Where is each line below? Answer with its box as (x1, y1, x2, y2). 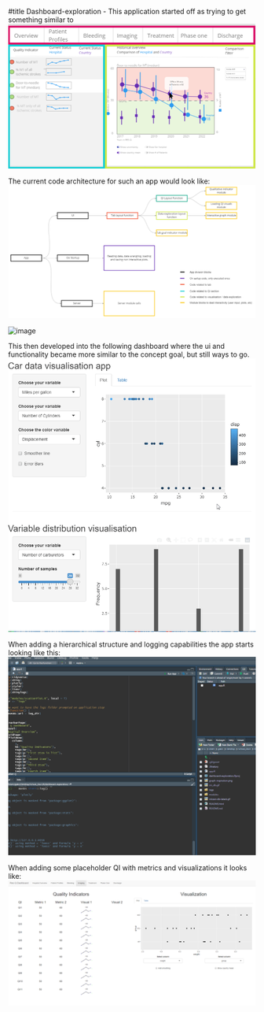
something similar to (8, 15, 74, 24)
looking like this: (8, 648, 60, 658)
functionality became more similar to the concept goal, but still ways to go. (8, 350, 250, 359)
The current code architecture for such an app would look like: (8, 176, 211, 186)
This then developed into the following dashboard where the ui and (8, 341, 225, 350)
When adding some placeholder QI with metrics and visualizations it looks (8, 863, 247, 873)
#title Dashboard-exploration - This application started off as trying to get (8, 7, 246, 16)
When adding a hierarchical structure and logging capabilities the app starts (8, 639, 254, 649)
